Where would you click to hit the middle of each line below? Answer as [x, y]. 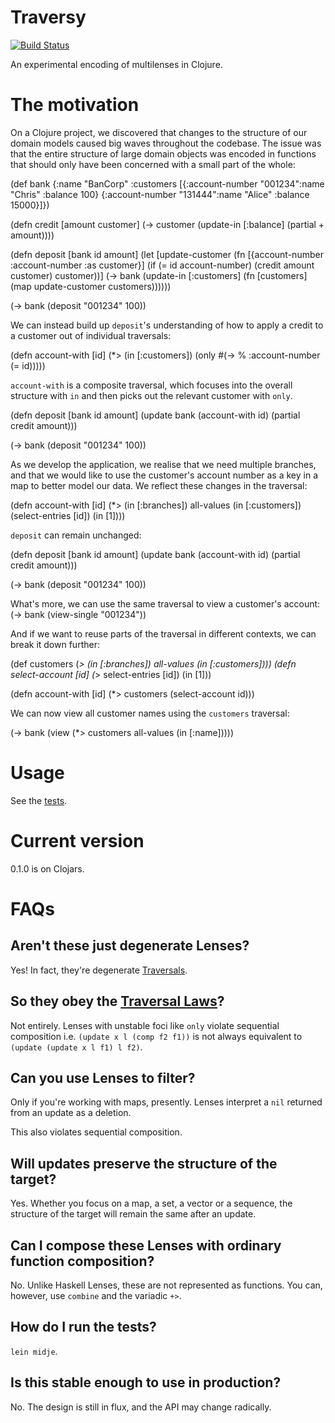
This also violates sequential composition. [96, 1132]
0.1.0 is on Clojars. [47, 868]
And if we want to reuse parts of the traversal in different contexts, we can [163, 633]
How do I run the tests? [83, 1327]
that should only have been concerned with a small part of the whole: [153, 164]
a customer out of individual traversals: [91, 335]
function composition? [82, 1261]
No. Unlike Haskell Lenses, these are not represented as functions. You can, [166, 1285]
